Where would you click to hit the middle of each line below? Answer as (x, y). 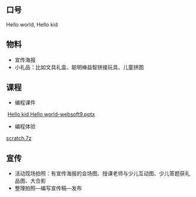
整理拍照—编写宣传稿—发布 (48, 188)
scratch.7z (19, 138)
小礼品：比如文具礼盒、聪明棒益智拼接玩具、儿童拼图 (79, 67)
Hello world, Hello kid (32, 24)
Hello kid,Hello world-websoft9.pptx (51, 114)
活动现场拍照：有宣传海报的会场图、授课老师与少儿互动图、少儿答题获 (100, 173)
